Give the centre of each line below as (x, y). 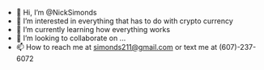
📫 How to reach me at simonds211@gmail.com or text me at (117, 47)
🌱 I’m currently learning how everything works (93, 29)
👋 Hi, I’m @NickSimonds (56, 12)
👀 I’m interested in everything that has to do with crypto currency (124, 21)
